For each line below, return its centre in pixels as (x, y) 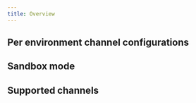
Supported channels (53, 90)
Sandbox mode (41, 67)
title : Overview (31, 14)
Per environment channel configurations (98, 43)
